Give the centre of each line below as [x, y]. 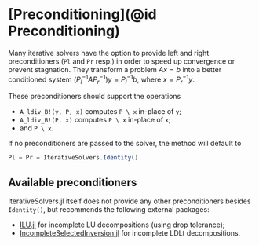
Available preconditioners [73, 182]
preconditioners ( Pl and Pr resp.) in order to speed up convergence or [122, 61]
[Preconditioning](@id [82, 15]
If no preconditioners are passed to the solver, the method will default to [125, 144]
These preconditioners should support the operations [95, 97]
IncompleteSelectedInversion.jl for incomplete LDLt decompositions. [130, 233]
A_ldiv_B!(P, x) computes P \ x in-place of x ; [95, 120]
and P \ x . [36, 128]
